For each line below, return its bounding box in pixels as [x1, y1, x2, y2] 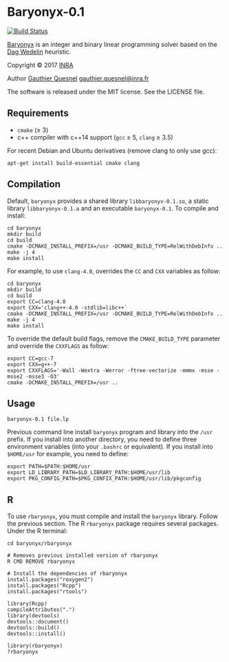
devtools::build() [7, 624, 60, 632]
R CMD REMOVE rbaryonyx [7, 558, 76, 565]
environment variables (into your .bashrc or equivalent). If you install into [7, 442, 213, 451]
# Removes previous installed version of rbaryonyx [7, 552, 158, 559]
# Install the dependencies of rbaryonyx [7, 570, 128, 577]
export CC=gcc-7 [7, 355, 54, 362]
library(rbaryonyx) [7, 643, 63, 650]
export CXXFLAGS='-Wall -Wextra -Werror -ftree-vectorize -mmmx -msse [7, 367, 214, 374]
